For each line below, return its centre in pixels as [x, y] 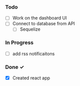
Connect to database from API [43, 24]
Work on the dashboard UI [39, 18]
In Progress [19, 43]
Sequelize [30, 29]
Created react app [31, 78]
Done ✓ [15, 67]
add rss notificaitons [33, 53]
